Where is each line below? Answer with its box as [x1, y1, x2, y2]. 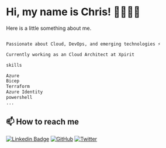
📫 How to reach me [6, 117, 79, 127]
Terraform [6, 84, 30, 90]
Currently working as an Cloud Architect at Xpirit [6, 51, 134, 57]
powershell [6, 95, 33, 101]
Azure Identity [6, 89, 43, 95]
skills [6, 62, 22, 68]
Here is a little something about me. [6, 25, 92, 32]
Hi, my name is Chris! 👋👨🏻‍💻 [6, 5, 141, 19]
